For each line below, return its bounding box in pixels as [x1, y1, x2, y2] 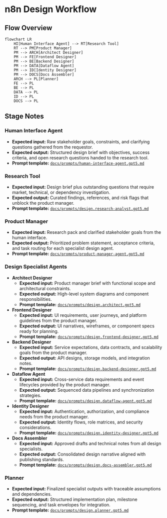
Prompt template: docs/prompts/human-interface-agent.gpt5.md [11, 160, 144, 166]
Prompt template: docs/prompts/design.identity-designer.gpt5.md [19, 429, 158, 436]
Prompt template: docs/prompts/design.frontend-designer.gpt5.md [19, 333, 158, 339]
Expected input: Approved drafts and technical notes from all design [19, 440, 161, 446]
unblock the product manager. [11, 200, 74, 206]
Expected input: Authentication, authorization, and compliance [19, 408, 149, 414]
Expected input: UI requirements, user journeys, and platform [19, 312, 147, 318]
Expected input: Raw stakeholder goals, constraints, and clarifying [11, 138, 150, 144]
